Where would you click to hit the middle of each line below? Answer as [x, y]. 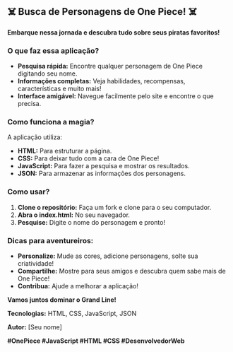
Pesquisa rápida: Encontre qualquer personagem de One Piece [110, 66]
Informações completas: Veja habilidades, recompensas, [101, 81]
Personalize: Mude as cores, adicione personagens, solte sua [108, 256]
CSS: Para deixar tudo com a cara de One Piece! [88, 158]
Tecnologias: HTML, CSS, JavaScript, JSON [72, 313]
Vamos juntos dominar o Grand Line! [62, 300]
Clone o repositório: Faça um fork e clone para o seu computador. [114, 207]
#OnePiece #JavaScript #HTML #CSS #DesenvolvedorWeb [96, 341]
